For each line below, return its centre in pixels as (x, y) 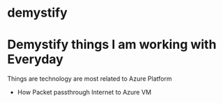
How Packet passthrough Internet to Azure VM (84, 93)
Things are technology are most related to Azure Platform (90, 79)
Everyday (36, 60)
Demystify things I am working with (112, 45)
